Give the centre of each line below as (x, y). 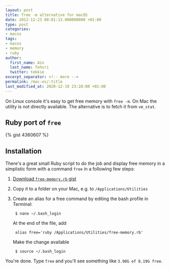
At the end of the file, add (40, 223)
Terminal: (22, 204)
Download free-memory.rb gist (44, 179)
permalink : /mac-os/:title (34, 82)
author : (14, 58)
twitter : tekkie (27, 72)
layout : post (19, 10)
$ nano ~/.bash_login (38, 214)
